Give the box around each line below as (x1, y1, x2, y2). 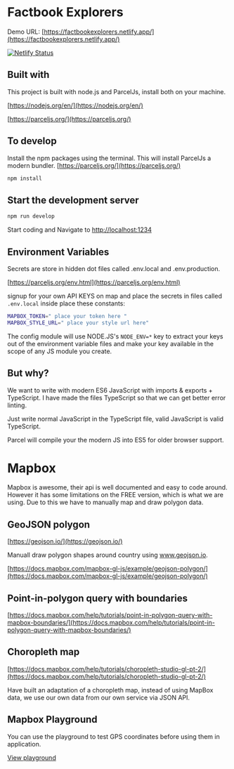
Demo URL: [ (7, 27, 44, 36)
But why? (7, 367, 49, 379)
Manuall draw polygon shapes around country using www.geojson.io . (7, 551, 209, 559)
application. (7, 740, 41, 748)
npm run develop (7, 213, 55, 220)
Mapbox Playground (7, 714, 98, 725)
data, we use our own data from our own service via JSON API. (7, 693, 190, 702)
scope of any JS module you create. (7, 347, 112, 355)
